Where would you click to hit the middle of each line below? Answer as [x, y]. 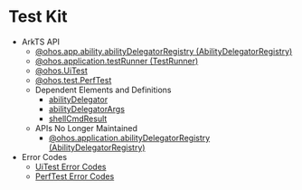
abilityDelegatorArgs [87, 109]
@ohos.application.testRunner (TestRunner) [117, 61]
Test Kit [38, 17]
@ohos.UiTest [61, 71]
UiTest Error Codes [71, 166]
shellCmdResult [78, 119]
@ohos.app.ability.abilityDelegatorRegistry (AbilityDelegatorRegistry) [164, 51]
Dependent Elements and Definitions [103, 90]
